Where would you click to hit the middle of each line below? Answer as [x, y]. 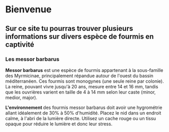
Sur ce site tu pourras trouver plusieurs [69, 29]
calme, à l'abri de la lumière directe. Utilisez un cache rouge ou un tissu [81, 118]
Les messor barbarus [33, 59]
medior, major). [21, 97]
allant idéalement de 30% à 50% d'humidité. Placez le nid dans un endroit [83, 113]
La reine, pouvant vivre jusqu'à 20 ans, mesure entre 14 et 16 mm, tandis [82, 86]
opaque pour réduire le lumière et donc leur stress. [59, 124]
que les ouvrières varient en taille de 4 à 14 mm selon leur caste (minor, [81, 92]
